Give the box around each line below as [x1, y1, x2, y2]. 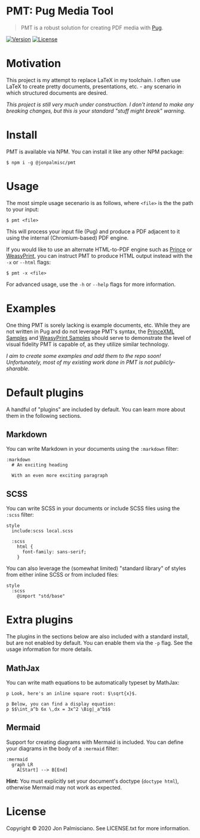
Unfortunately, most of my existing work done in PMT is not [6, 358, 153, 366]
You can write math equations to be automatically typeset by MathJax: [6, 679, 180, 686]
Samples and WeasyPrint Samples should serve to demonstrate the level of [6, 334, 191, 341]
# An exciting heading [11, 462, 68, 468]
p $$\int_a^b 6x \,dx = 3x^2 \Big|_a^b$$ [6, 706, 111, 712]
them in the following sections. [6, 412, 82, 419]
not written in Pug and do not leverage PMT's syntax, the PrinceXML [6, 328, 175, 335]
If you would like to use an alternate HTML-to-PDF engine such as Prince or [6, 246, 192, 253]
